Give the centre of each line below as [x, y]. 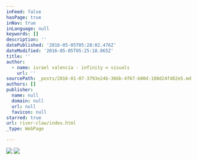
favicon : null [29, 112]
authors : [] [21, 84]
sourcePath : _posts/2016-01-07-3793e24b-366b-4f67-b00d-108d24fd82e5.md [99, 79]
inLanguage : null [28, 28]
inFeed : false [24, 12]
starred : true [24, 117]
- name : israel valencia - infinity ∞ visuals [71, 67]
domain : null [28, 101]
